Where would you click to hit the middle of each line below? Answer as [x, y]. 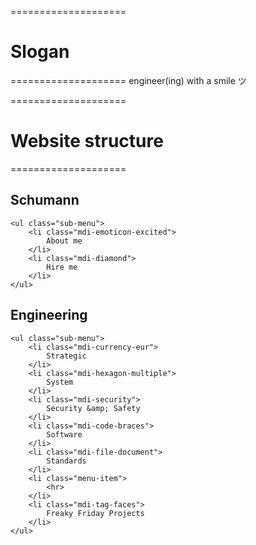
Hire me [62, 267]
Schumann [45, 200]
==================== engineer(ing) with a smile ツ [128, 80]
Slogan [40, 52]
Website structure [87, 141]
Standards [66, 461]
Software [64, 434]
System [60, 382]
